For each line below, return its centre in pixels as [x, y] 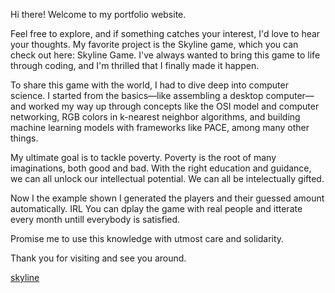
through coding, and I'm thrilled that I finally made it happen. [135, 65]
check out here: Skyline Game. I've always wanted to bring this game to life [165, 55]
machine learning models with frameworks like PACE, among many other [160, 127]
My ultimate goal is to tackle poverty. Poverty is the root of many [143, 157]
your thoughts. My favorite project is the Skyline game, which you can [154, 44]
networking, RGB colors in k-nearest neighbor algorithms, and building [155, 117]
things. [24, 138]
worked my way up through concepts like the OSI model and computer [174, 106]
